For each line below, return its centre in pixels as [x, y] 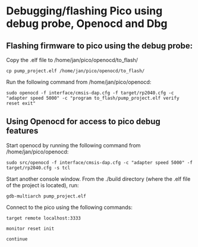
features [22, 131]
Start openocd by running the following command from [73, 145]
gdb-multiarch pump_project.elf [46, 196]
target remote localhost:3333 [44, 218]
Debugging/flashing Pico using [84, 11]
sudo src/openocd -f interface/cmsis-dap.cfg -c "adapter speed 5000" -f [100, 162]
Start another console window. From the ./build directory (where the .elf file [98, 179]
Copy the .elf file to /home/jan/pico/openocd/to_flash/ [72, 60]
